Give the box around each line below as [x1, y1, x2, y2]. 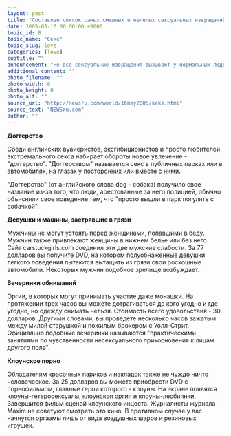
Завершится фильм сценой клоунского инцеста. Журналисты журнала [7, 399, 216, 407]
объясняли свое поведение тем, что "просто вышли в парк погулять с [7, 194, 214, 203]
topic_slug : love [7, 42, 57, 49]
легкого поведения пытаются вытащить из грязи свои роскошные [7, 258, 201, 266]
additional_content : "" [7, 68, 76, 74]
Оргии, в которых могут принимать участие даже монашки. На [7, 292, 194, 300]
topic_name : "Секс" [7, 36, 63, 43]
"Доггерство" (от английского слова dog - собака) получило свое [7, 180, 201, 188]
